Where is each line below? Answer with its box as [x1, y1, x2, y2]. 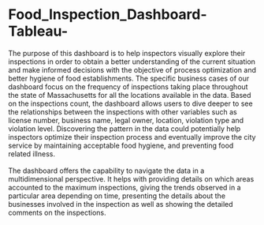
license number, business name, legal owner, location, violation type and [8, 115, 244, 125]
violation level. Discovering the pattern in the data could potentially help [8, 124, 241, 133]
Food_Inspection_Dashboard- [8, 6, 207, 24]
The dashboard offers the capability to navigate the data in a [8, 166, 205, 175]
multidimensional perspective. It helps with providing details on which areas [8, 174, 255, 183]
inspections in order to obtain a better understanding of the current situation [8, 57, 256, 66]
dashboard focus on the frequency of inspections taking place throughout [8, 81, 248, 92]
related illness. [8, 148, 55, 159]
